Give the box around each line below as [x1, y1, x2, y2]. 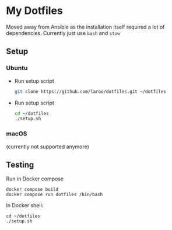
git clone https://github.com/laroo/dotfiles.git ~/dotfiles [14, 89, 167, 95]
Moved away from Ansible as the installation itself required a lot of [6, 23, 165, 30]
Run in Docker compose [6, 175, 64, 182]
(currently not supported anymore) [6, 143, 89, 150]
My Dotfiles [6, 4, 63, 18]
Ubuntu [6, 64, 28, 72]
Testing [6, 159, 34, 170]
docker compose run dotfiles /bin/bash [6, 191, 103, 198]
